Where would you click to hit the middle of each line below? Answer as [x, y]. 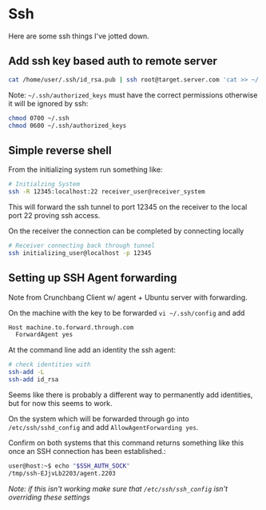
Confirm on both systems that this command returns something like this [126, 442]
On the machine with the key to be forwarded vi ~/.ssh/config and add [127, 313]
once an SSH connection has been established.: [87, 451]
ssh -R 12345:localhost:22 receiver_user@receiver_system [107, 192]
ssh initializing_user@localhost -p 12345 [80, 253]
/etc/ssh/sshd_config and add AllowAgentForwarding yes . [103, 427]
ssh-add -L [26, 373]
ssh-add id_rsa [34, 380]
